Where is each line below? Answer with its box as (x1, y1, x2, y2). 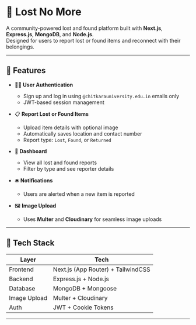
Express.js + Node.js (52, 275, 109, 283)
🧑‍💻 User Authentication (14, 81, 73, 88)
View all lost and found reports (23, 159, 97, 166)
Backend (9, 275, 33, 283)
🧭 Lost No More (6, 5, 82, 19)
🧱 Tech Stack (6, 238, 55, 248)
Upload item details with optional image (23, 124, 118, 131)
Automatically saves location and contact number (23, 130, 142, 137)
